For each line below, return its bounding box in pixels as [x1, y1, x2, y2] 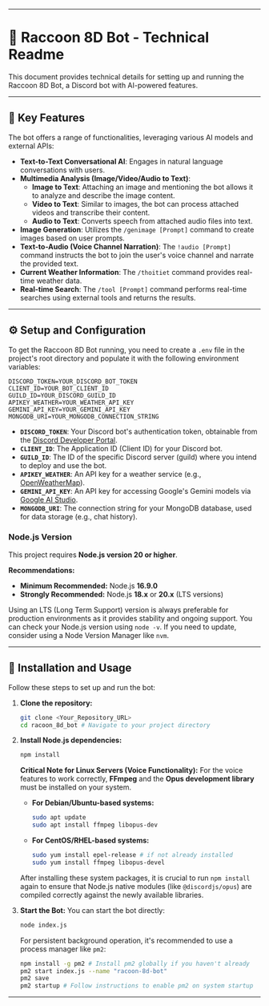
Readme [8, 46, 65, 64]
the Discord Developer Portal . [19, 434, 118, 445]
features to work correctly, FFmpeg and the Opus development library [19, 774, 255, 784]
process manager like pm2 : [19, 943, 106, 954]
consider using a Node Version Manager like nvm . [8, 630, 170, 640]
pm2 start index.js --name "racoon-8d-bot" [19, 967, 168, 975]
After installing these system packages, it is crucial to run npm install [19, 873, 251, 883]
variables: [8, 362, 41, 371]
